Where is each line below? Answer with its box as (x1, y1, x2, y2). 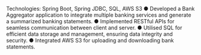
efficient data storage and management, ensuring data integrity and (6, 30, 173, 38)
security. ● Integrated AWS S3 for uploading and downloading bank (6, 37, 174, 44)
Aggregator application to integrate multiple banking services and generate (6, 11, 191, 19)
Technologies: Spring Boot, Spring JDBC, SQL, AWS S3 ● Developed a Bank (6, 5, 195, 12)
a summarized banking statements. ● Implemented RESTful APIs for (6, 18, 175, 25)
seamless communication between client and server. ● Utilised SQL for (6, 24, 182, 31)
